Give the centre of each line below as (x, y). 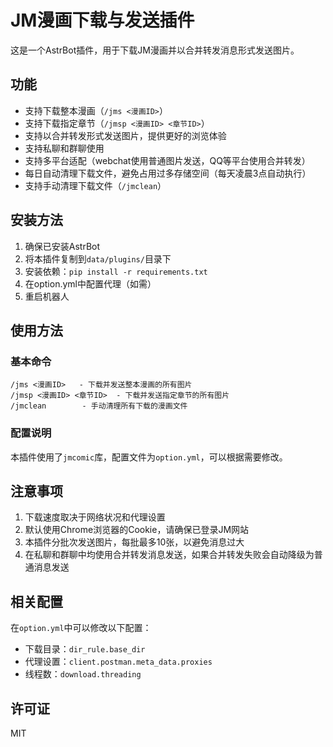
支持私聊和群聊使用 (64, 148)
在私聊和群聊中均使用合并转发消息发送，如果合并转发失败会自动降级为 (169, 555)
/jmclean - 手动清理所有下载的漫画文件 (99, 406)
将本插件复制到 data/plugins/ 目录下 (98, 258)
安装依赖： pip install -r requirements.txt (116, 271)
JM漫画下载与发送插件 (102, 20)
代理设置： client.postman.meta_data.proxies (118, 662)
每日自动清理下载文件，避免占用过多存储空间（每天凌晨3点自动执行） (168, 173)
